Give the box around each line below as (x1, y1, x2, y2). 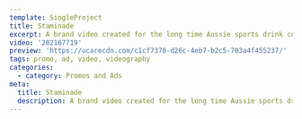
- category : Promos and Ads (17, 72, 123, 81)
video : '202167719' (9, 38, 83, 47)
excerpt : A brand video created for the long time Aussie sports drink (9, 30, 283, 38)
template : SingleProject (9, 13, 102, 22)
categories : (9, 64, 54, 72)
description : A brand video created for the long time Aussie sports (17, 96, 283, 106)
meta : (9, 80, 30, 89)
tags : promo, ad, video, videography (9, 55, 151, 64)
